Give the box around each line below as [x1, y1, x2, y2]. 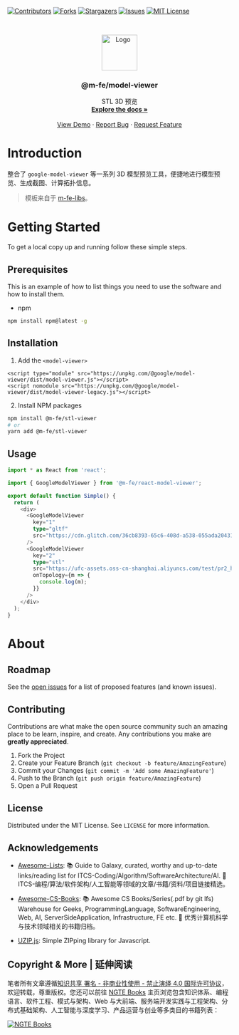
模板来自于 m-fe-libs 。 [24, 194, 92, 202]
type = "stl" [33, 558, 65, 566]
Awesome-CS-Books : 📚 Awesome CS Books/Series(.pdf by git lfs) [17, 894, 214, 903]
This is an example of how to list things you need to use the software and [7, 282, 222, 291]
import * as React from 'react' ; [7, 467, 107, 474]
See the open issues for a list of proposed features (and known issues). [7, 682, 217, 691]
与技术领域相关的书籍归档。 [17, 922, 100, 930]
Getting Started [7, 219, 101, 235]
